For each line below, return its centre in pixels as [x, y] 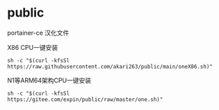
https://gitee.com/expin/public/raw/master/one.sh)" [85, 99]
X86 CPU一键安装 [33, 47]
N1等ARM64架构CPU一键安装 [49, 80]
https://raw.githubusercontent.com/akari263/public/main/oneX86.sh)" [110, 66]
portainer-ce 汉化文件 [38, 33]
